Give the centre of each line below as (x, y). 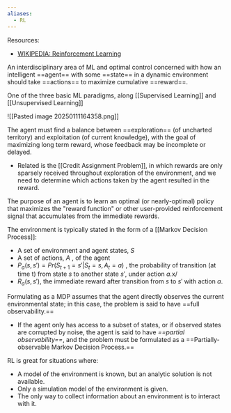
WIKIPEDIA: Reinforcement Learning (69, 54)
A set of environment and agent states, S (76, 250)
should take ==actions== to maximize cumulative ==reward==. (98, 81)
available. (31, 382)
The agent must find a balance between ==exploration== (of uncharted (110, 130)
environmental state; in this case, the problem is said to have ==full (103, 304)
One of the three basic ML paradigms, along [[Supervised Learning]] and (112, 95)
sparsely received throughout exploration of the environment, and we (117, 173)
